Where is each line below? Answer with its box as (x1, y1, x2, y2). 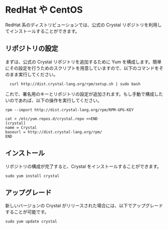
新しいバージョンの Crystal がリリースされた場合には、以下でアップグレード (5, 203, 163, 209)
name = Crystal (5, 125, 37, 130)
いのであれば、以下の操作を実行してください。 (5, 97, 102, 103)
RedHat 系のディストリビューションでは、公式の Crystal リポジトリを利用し (5, 22, 162, 28)
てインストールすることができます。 (5, 28, 80, 34)
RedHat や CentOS (5, 4, 83, 16)
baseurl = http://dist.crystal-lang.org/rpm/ (5, 129, 102, 134)
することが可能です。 (5, 209, 49, 215)
